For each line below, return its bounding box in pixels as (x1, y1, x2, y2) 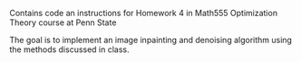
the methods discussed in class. (9, 44, 130, 55)
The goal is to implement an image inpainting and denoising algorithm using (9, 35, 293, 45)
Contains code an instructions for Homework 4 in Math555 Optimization (9, 8, 278, 18)
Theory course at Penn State (9, 17, 117, 28)
